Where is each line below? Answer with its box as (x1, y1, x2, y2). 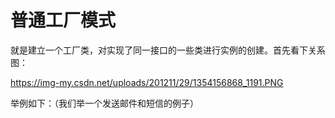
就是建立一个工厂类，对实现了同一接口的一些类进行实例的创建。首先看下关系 (10, 44, 326, 56)
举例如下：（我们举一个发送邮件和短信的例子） (10, 97, 199, 109)
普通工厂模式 (10, 9, 117, 32)
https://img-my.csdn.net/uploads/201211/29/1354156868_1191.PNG (10, 76, 284, 88)
